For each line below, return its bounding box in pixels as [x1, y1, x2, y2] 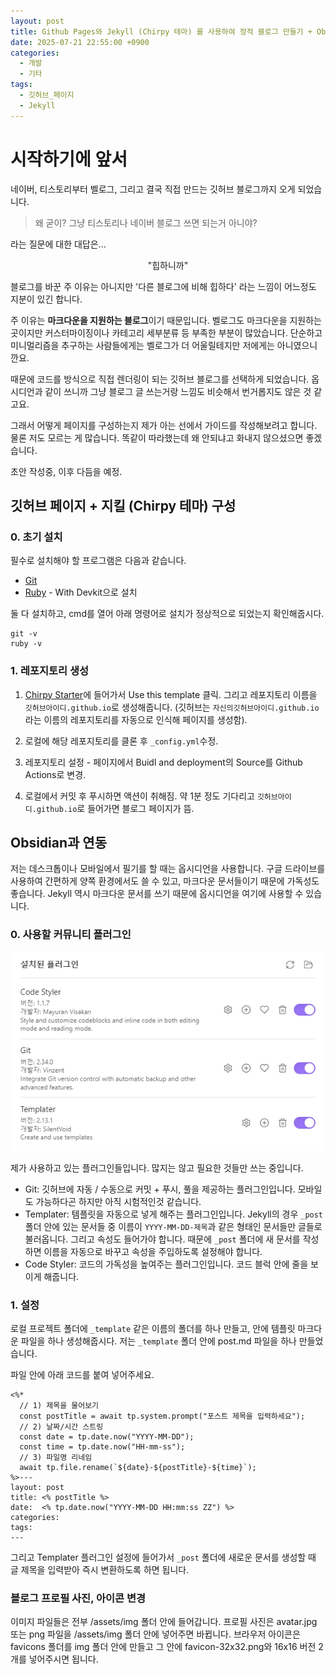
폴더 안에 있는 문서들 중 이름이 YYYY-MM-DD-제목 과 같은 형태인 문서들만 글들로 [24, 1220, 323, 1232]
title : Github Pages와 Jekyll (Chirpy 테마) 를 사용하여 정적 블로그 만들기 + [10, 26, 313, 37]
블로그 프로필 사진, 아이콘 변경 [10, 1591, 147, 1605]
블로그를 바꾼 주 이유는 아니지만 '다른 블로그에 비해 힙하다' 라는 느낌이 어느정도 [10, 280, 317, 292]
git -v [10, 629, 38, 639]
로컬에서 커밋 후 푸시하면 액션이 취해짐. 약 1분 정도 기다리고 [24, 790, 255, 802]
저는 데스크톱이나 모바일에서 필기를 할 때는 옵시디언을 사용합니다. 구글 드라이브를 [10, 863, 326, 875]
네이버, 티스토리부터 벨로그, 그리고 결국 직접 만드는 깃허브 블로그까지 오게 [10, 183, 296, 195]
